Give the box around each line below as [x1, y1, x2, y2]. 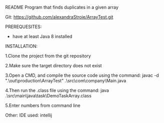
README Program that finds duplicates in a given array [5, 5, 119, 10]
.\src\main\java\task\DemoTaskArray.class [5, 93, 91, 98]
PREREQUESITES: [5, 24, 42, 30]
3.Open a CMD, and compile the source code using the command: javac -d [5, 72, 159, 78]
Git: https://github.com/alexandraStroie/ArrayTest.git [5, 14, 113, 20]
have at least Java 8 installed [12, 34, 72, 39]
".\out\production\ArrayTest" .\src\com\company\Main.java [5, 78, 126, 83]
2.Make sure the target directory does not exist [5, 63, 102, 68]
